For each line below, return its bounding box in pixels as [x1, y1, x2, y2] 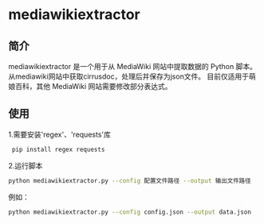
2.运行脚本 [8, 160, 43, 170]
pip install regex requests [11, 145, 105, 153]
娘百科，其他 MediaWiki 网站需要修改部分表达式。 [8, 82, 173, 91]
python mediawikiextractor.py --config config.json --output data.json [8, 208, 251, 216]
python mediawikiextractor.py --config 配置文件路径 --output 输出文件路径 [8, 176, 251, 184]
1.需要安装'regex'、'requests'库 [8, 129, 112, 139]
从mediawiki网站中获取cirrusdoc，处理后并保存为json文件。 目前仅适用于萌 [8, 71, 257, 81]
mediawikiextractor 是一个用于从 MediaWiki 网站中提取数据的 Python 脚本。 [8, 62, 258, 71]
